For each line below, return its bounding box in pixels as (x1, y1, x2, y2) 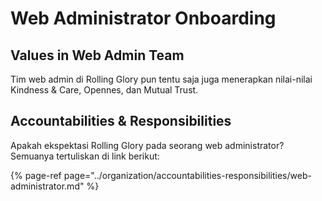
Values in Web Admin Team (10, 47, 185, 64)
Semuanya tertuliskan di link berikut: (10, 150, 160, 162)
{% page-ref (10, 169, 62, 181)
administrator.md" (10, 180, 85, 192)
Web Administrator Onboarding (10, 7, 277, 30)
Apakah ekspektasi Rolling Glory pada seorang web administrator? (10, 139, 285, 151)
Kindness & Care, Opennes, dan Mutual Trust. (10, 84, 199, 96)
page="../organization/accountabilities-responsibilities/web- (63, 169, 312, 181)
